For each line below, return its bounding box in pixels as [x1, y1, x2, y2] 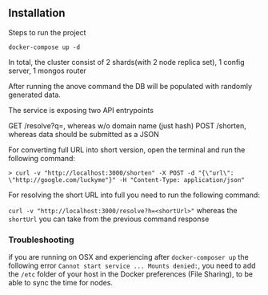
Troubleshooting [8, 234, 74, 245]
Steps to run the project [8, 27, 86, 37]
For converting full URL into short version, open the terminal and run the [8, 144, 246, 155]
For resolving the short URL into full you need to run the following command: [8, 190, 260, 200]
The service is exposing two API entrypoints [8, 105, 154, 115]
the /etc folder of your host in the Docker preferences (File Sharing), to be [8, 269, 254, 279]
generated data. [8, 90, 62, 99]
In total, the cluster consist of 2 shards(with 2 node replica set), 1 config [8, 57, 246, 67]
